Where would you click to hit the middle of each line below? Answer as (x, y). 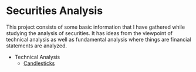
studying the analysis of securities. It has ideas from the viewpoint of (89, 33)
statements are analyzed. (37, 46)
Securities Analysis (55, 11)
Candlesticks (39, 63)
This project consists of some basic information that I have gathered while (96, 27)
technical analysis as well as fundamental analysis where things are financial (99, 39)
